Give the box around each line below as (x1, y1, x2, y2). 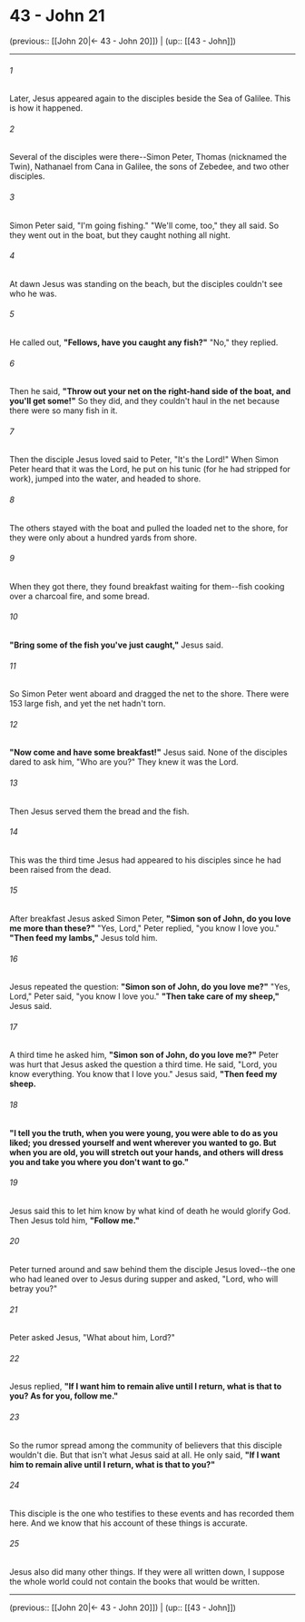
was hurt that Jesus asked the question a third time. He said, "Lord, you (9, 1059, 278, 1070)
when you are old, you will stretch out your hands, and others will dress (9, 1146, 284, 1158)
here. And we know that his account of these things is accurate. (9, 1518, 248, 1528)
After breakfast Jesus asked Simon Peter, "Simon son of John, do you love (9, 913, 291, 924)
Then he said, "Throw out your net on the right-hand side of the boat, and (9, 386, 291, 397)
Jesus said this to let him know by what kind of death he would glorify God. (9, 1205, 290, 1216)
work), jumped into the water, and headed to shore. (9, 473, 202, 484)
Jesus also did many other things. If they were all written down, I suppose (9, 1567, 285, 1577)
